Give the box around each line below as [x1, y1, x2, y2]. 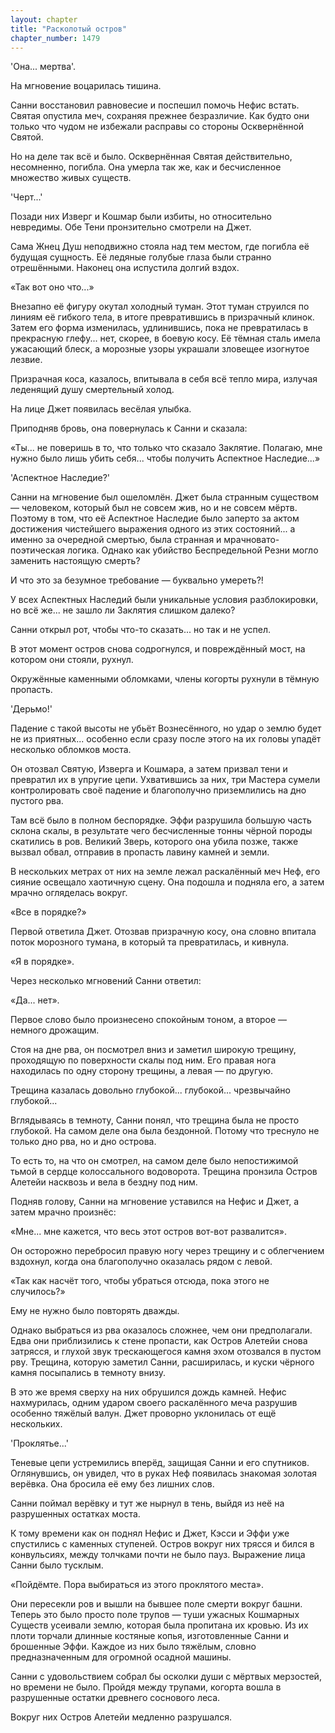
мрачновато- [223, 534, 280, 546]
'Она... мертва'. [10, 61, 77, 73]
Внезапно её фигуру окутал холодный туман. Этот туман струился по [10, 301, 310, 313]
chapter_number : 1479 [10, 33, 101, 43]
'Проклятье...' [10, 1437, 69, 1450]
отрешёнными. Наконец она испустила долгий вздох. [10, 262, 240, 274]
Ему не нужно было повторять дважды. [10, 1305, 180, 1317]
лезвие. [10, 354, 43, 366]
